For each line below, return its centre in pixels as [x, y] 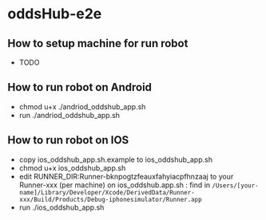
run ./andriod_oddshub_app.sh [69, 115]
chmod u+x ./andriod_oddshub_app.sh [82, 106]
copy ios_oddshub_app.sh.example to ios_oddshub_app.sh [116, 159]
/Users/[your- [235, 185]
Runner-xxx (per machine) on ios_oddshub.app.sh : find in [115, 185]
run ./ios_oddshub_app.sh [62, 207]
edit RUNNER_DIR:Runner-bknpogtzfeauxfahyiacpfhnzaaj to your [126, 176]
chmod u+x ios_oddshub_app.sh [72, 167]
